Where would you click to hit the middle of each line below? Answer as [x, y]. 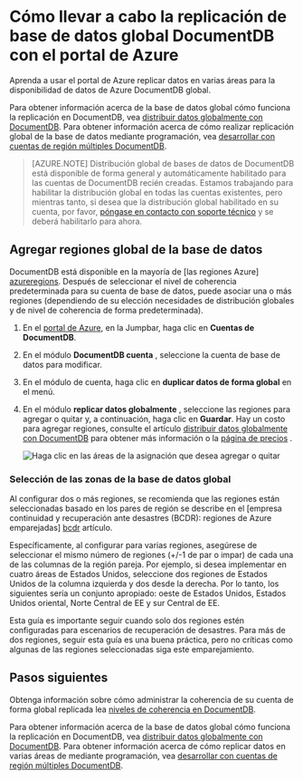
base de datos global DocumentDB [142, 36]
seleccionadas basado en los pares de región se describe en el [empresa [146, 508]
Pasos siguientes [59, 678]
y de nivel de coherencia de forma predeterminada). [106, 310]
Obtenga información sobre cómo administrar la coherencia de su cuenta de [151, 699]
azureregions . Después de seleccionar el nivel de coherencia [123, 281]
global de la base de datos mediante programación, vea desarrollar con [142, 136]
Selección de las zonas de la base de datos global [120, 479]
